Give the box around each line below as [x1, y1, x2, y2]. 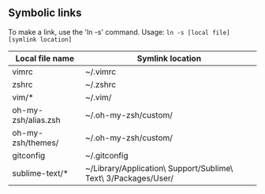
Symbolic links [8, 6, 82, 20]
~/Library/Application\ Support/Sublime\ [85, 162, 233, 173]
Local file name [15, 53, 75, 64]
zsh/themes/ [12, 137, 59, 148]
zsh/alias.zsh [12, 114, 61, 125]
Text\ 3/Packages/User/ [85, 173, 174, 184]
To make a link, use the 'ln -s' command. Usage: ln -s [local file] [8, 27, 230, 36]
